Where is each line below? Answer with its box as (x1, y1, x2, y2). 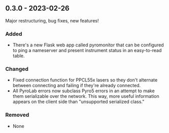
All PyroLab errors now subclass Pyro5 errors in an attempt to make (12, 88, 155, 94)
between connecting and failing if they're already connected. (12, 83, 141, 89)
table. (12, 53, 25, 59)
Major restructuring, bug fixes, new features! (5, 17, 99, 23)
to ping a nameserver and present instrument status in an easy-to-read (12, 47, 162, 54)
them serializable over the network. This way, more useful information (12, 93, 159, 99)
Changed (5, 66, 29, 73)
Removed (5, 112, 30, 119)
